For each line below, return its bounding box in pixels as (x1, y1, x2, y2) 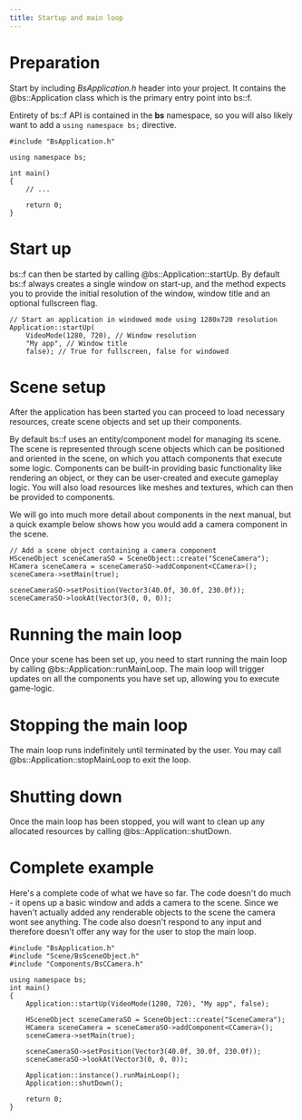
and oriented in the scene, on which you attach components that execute (9, 453, 283, 464)
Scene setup (9, 377, 106, 398)
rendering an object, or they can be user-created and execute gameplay (9, 473, 279, 484)
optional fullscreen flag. (9, 297, 98, 309)
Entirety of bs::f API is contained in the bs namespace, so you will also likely (9, 110, 293, 121)
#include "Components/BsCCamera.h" (9, 959, 144, 969)
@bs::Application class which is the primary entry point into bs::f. (9, 92, 252, 103)
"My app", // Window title (25, 339, 128, 348)
